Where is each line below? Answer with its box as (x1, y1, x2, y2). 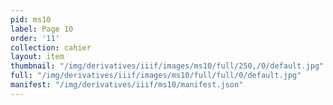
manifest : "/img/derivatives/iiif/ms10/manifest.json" (10, 80, 244, 90)
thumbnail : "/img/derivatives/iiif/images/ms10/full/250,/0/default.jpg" (10, 61, 325, 71)
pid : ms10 (10, 14, 52, 25)
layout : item (10, 52, 65, 62)
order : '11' (10, 33, 60, 43)
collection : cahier (10, 42, 92, 53)
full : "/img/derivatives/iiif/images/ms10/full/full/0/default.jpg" (10, 71, 302, 81)
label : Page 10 (10, 24, 74, 34)
